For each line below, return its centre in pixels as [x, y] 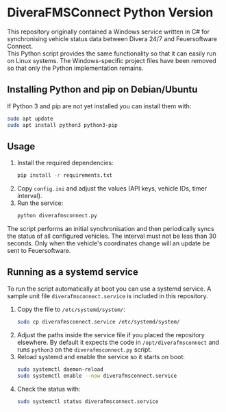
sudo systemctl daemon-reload [60, 369]
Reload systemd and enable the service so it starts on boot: [101, 356]
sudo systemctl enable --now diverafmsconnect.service [97, 376]
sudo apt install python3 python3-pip [62, 125]
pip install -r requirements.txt [65, 175]
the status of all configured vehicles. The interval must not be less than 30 [112, 236]
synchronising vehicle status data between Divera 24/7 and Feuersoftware [112, 38]
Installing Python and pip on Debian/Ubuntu [102, 89]
